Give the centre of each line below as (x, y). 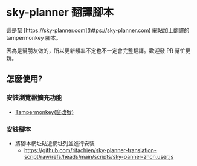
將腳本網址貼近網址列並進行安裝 (55, 143)
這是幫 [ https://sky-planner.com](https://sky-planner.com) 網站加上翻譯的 (98, 30)
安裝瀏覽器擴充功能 (34, 98)
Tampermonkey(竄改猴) (44, 112)
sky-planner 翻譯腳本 (60, 12)
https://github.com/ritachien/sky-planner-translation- (90, 150)
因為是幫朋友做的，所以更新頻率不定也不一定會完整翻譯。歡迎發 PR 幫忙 (96, 50)
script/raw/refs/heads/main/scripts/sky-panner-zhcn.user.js (99, 156)
